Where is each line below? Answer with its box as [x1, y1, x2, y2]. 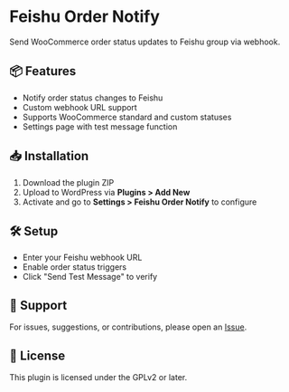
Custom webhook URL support [22, 101, 137, 112]
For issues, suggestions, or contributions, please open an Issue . [9, 321, 247, 332]
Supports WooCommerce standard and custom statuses [22, 111, 232, 122]
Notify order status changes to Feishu [22, 92, 163, 103]
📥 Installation [9, 148, 89, 164]
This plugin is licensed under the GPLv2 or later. [9, 372, 188, 382]
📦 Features [9, 63, 77, 79]
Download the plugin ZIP [22, 177, 115, 187]
